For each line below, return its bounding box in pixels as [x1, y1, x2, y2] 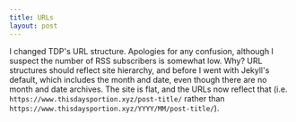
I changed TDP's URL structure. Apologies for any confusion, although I [9, 45, 274, 56]
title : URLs [9, 12, 54, 22]
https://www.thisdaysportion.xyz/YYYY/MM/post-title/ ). [9, 102, 220, 113]
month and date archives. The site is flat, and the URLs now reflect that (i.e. [9, 84, 288, 94]
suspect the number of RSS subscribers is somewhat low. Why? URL [9, 55, 263, 66]
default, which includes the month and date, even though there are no [9, 74, 267, 85]
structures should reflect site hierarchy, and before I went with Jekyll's [9, 64, 270, 76]
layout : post [9, 21, 58, 30]
